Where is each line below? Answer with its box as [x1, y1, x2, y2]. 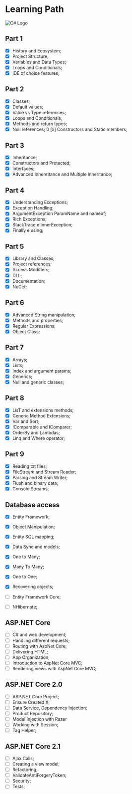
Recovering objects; [12, 584, 54, 590]
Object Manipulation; [12, 524, 56, 530]
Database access [5, 500, 60, 509]
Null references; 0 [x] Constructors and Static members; [12, 126, 128, 133]
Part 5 [5, 242, 24, 250]
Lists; [12, 362, 24, 368]
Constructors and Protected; [12, 160, 71, 166]
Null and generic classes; [12, 379, 65, 385]
